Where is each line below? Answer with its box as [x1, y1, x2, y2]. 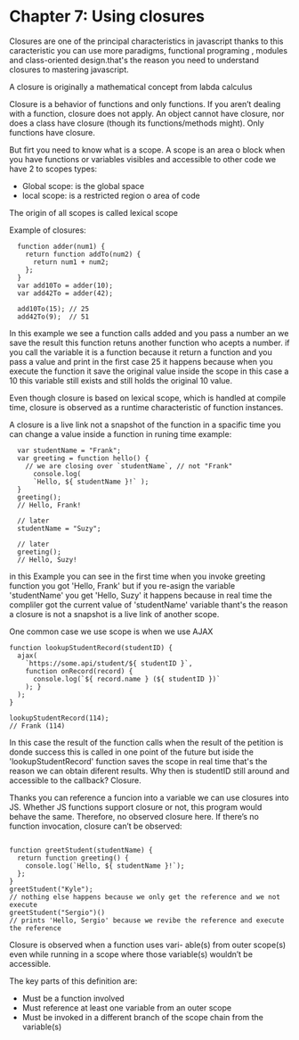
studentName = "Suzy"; [17, 524, 101, 532]
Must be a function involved [21, 993, 125, 1003]
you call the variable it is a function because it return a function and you [9, 346, 273, 358]
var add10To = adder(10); [17, 281, 114, 290]
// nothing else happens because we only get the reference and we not [9, 892, 280, 902]
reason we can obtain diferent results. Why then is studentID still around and [9, 765, 290, 776]
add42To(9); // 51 [17, 312, 90, 321]
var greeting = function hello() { [17, 453, 149, 463]
